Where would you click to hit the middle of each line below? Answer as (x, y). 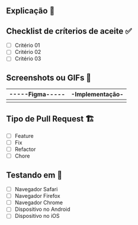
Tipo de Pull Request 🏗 (50, 119)
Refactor (25, 149)
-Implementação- (97, 94)
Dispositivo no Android (42, 209)
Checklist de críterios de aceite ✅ (69, 31)
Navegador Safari (36, 189)
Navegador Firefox (37, 196)
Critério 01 (27, 46)
